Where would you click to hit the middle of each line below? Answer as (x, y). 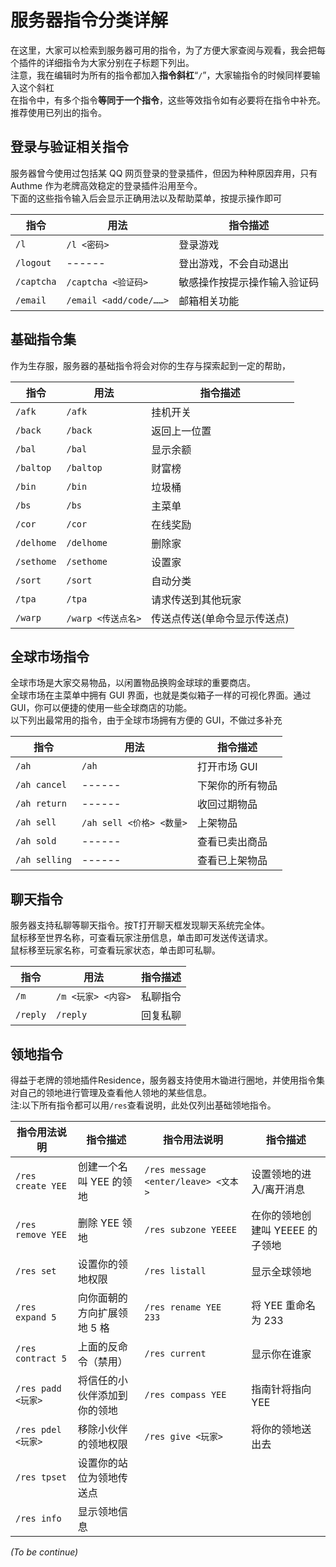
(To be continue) (44, 1552)
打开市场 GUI (227, 767)
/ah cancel (41, 785)
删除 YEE (98, 1223)
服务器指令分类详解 (89, 20)
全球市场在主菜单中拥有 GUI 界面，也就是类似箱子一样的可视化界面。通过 (161, 695)
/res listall (175, 1271)
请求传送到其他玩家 (196, 599)
